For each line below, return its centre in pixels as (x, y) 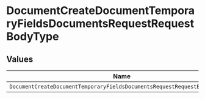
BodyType (33, 37)
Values (20, 59)
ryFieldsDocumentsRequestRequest (100, 24)
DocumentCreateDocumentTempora (101, 11)
